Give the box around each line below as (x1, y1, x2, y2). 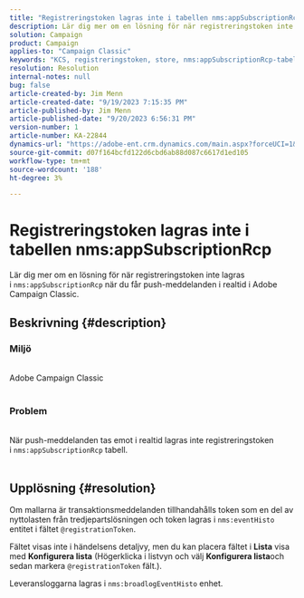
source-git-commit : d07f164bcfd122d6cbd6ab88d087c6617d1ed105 (9, 148, 249, 157)
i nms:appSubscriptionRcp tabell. (9, 445, 128, 456)
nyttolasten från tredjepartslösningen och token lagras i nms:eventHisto (9, 514, 275, 525)
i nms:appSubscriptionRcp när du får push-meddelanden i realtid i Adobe (9, 279, 278, 290)
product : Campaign (9, 38, 79, 48)
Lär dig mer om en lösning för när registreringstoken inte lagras (9, 269, 245, 281)
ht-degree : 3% (9, 173, 63, 182)
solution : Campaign (9, 30, 83, 39)
